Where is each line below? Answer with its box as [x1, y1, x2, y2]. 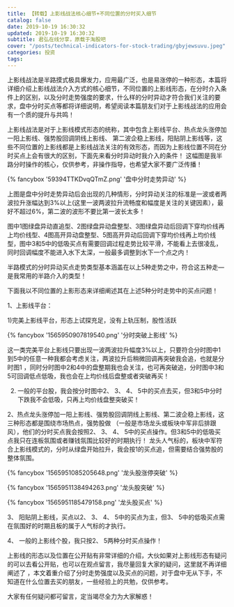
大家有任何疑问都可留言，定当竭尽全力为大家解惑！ [7, 592, 154, 600]
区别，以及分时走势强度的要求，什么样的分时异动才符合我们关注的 [25, 93, 214, 101]
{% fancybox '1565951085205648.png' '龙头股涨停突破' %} [7, 468, 178, 477]
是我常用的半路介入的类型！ [7, 271, 87, 279]
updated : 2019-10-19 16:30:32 [7, 29, 95, 37]
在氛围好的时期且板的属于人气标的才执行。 [7, 521, 130, 530]
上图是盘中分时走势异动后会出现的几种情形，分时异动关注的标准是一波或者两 [7, 190, 227, 198]
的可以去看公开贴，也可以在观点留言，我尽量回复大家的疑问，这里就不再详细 [7, 560, 227, 568]
